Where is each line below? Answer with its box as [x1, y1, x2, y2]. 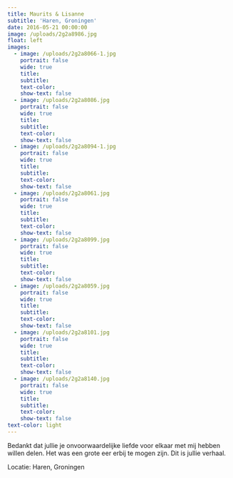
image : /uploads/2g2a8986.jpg [7, 30, 98, 38]
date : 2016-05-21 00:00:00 [7, 24, 88, 31]
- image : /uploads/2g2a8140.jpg [14, 375, 110, 382]
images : [7, 44, 31, 51]
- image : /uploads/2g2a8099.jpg [14, 236, 110, 243]
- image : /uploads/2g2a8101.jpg [14, 329, 110, 336]
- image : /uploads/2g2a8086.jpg [14, 97, 110, 104]
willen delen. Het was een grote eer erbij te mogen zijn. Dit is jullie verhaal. [7, 449, 227, 457]
